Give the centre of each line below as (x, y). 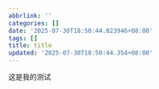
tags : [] (23, 38)
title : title (30, 46)
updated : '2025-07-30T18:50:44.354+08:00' (81, 53)
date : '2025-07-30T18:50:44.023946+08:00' (81, 30)
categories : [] (34, 23)
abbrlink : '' (30, 16)
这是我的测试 (29, 77)
